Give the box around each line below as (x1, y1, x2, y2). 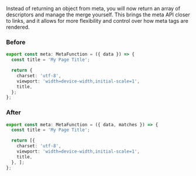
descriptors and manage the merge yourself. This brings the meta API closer (6, 11, 190, 18)
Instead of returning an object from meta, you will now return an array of (6, 5, 180, 12)
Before (6, 38, 26, 46)
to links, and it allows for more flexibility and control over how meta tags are (6, 18, 188, 24)
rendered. (6, 23, 30, 30)
